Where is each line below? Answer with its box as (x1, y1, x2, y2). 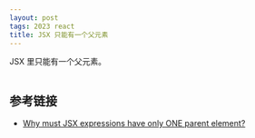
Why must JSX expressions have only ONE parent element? (22, 118, 246, 129)
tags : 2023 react (9, 22, 75, 31)
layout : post (9, 13, 59, 23)
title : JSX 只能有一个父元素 (9, 30, 109, 39)
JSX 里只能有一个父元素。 (9, 56, 107, 67)
